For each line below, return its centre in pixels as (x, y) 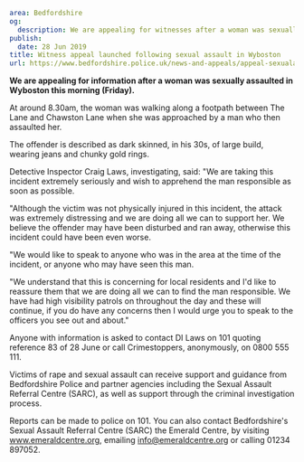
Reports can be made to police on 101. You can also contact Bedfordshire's (149, 421)
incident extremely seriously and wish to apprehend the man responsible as (150, 182)
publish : (26, 38)
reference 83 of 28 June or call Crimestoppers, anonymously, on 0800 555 (149, 347)
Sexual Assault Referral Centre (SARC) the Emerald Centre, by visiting (139, 430)
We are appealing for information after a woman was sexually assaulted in (152, 80)
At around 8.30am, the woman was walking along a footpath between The (147, 108)
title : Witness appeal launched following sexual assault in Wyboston (145, 55)
